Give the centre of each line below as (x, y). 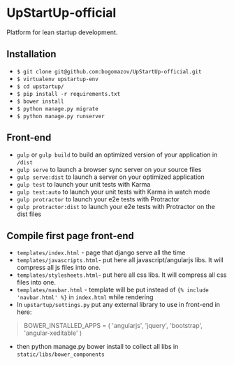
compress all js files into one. (58, 268)
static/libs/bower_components (61, 355)
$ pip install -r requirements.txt (68, 94)
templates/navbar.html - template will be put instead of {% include (112, 290)
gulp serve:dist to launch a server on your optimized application (111, 177)
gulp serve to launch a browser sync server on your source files (109, 169)
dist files (29, 214)
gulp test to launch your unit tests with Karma (83, 184)
